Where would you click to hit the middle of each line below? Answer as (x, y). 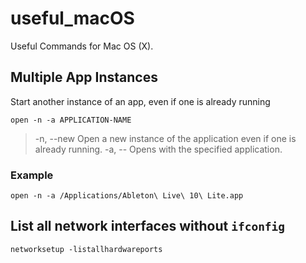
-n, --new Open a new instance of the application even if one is (165, 138)
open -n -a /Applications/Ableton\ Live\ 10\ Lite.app (127, 196)
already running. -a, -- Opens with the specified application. (158, 149)
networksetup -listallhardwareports (86, 249)
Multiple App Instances (84, 77)
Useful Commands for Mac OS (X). (82, 46)
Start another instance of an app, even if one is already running (140, 101)
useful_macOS (72, 18)
